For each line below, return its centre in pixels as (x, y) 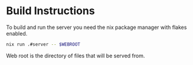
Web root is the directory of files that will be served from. (76, 56)
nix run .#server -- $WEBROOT (43, 44)
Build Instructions (51, 11)
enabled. (17, 33)
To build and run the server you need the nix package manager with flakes (97, 27)
